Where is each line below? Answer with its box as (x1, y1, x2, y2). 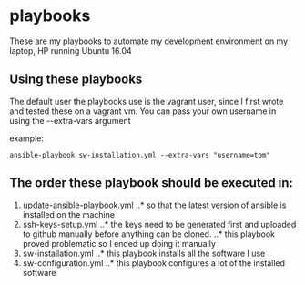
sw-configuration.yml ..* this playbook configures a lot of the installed (22, 257, 285, 269)
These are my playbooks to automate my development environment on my (9, 36, 289, 46)
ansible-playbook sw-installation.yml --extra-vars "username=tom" (9, 150, 271, 159)
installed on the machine (22, 209, 116, 219)
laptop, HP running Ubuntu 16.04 (9, 45, 132, 56)
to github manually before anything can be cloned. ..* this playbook (22, 229, 276, 239)
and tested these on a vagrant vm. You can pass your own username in (9, 106, 277, 117)
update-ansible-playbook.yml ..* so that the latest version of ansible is (22, 199, 287, 210)
